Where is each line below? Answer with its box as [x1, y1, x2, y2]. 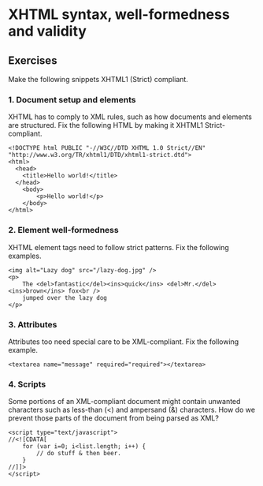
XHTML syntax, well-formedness [8, 6, 230, 24]
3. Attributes [8, 319, 57, 330]
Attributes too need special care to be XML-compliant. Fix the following [8, 337, 239, 346]
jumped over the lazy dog [22, 293, 108, 301]
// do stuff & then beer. [36, 450, 122, 458]
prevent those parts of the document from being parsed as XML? [8, 413, 219, 423]
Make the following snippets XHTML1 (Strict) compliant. [8, 75, 189, 84]
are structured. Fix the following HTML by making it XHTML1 [8, 121, 203, 130]
